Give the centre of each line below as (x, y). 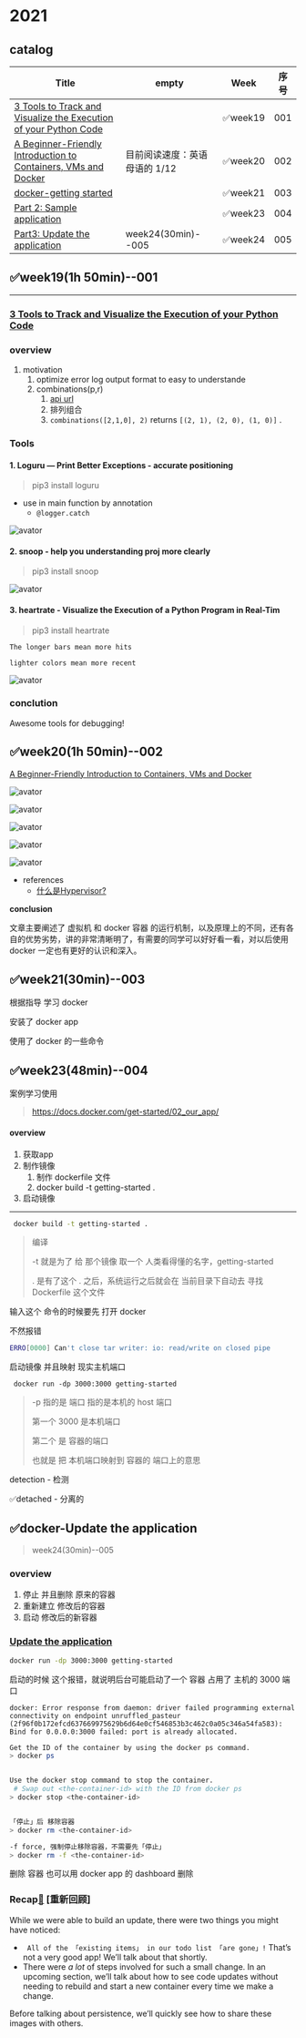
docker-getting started (63, 193)
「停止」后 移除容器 (42, 1822)
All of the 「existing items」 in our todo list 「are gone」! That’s (159, 1947)
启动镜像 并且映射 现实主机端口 (67, 1367)
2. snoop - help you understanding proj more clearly (110, 551)
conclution (34, 703)
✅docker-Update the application (103, 1528)
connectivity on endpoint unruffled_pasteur (95, 1715)
